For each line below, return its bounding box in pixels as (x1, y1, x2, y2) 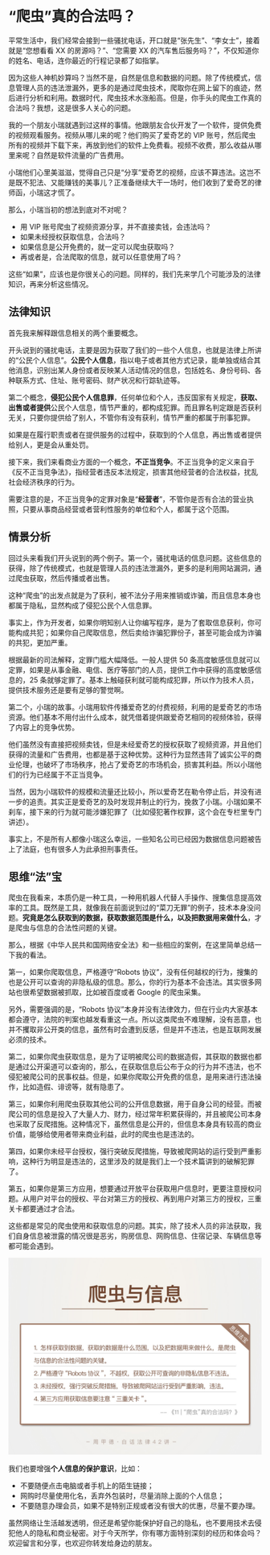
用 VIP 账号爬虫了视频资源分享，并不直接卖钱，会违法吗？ (19, 222, 212, 231)
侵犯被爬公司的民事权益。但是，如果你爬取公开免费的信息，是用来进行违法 (8, 1072, 255, 1082)
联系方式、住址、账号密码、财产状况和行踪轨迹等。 (14, 375, 185, 385)
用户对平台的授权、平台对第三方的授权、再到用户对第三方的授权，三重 (29, 1194, 262, 1204)
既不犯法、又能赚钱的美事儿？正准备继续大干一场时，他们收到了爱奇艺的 (14, 177, 255, 187)
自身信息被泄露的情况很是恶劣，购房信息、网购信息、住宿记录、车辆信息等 (14, 1231, 262, 1241)
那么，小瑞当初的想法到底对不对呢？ (8, 205, 129, 214)
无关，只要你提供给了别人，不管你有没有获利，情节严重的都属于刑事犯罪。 (8, 413, 255, 422)
